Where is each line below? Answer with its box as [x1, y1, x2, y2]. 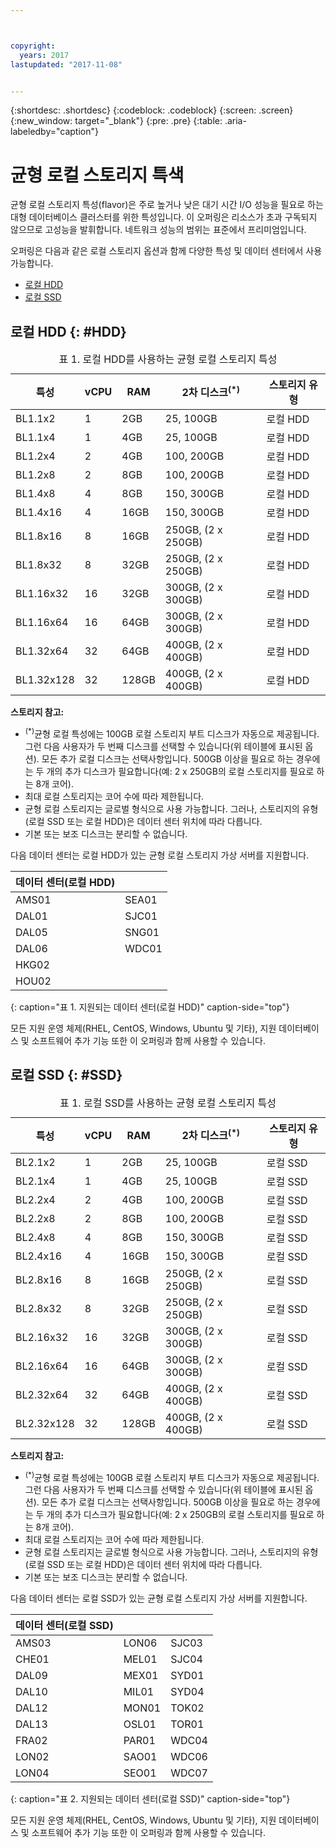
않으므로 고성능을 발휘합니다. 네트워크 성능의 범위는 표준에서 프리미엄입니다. [10, 224, 307, 236]
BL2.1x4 [15, 1174, 56, 1188]
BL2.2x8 [15, 1211, 56, 1225]
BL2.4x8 [15, 1230, 56, 1244]
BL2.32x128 [15, 1416, 75, 1430]
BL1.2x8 [15, 468, 56, 482]
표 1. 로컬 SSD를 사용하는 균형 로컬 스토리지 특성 [59, 1096, 277, 1110]
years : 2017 [19, 50, 70, 60]
